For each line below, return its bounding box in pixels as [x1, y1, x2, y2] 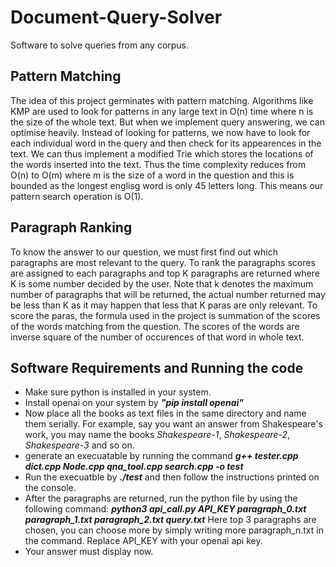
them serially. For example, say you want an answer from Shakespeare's [24, 418, 323, 430]
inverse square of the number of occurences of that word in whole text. [10, 331, 305, 343]
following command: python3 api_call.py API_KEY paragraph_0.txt [24, 503, 307, 515]
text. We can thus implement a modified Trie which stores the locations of [10, 147, 314, 160]
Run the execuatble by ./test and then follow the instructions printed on [24, 471, 320, 483]
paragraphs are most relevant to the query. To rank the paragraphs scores [10, 256, 316, 268]
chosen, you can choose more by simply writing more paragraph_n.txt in [24, 524, 324, 536]
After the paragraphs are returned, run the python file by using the [24, 492, 298, 505]
